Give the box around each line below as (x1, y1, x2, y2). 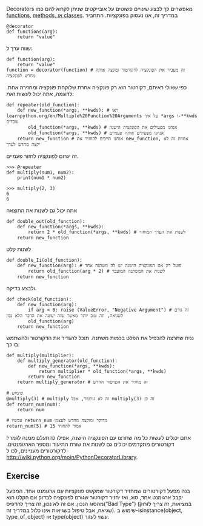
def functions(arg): (6, 29, 59, 35)
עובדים (6, 118, 19, 125)
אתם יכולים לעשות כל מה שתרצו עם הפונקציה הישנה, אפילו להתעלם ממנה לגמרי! (6, 434, 191, 441)
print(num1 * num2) (17, 175, 67, 181)
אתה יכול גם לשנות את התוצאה (6, 207, 78, 214)
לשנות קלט (6, 245, 32, 253)
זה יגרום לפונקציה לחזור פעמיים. (6, 152, 79, 160)
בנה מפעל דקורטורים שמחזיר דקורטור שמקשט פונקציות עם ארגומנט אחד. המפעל (6, 487, 190, 494)
